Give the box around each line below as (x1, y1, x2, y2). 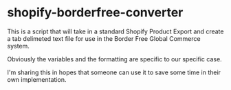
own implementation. (7, 75, 67, 83)
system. (7, 42, 30, 50)
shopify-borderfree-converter (7, 5, 184, 20)
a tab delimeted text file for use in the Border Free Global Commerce (7, 34, 201, 42)
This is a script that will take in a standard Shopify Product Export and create (7, 27, 224, 35)
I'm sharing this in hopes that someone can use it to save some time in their (7, 68, 221, 76)
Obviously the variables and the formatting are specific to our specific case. (7, 55, 222, 63)
